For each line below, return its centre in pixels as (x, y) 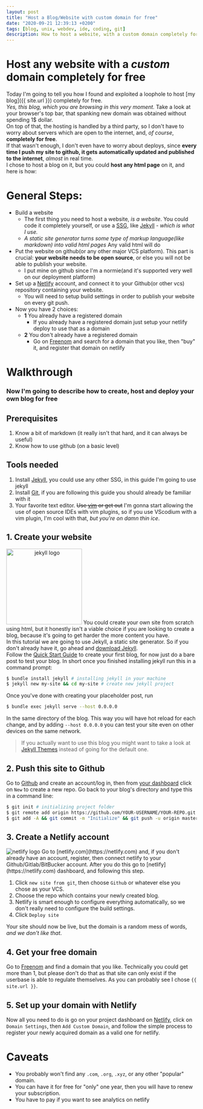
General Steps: (44, 196)
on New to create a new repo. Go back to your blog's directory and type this (99, 789)
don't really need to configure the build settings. (75, 908)
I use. (31, 232)
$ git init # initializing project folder (60, 807)
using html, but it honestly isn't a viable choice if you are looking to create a (100, 628)
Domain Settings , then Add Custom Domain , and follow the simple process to (99, 1026)
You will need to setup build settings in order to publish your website (109, 296)
